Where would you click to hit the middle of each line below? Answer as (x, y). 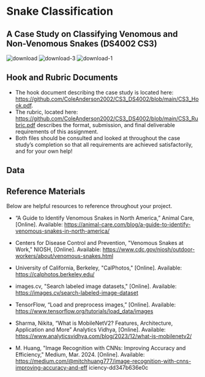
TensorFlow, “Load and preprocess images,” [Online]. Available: (95, 305)
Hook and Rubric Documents (62, 78)
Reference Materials (46, 191)
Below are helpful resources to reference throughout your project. (89, 206)
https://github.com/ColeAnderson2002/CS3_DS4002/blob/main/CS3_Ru (107, 119)
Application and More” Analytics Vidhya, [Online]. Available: (91, 330)
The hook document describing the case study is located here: (94, 92)
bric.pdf (25, 125)
